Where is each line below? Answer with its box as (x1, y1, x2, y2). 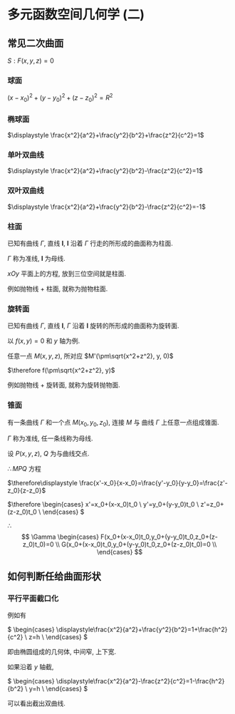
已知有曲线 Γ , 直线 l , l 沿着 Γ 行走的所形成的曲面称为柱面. (7, 239, 173, 247)
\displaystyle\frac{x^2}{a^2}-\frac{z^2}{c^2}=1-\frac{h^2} (56, 677, 225, 685)
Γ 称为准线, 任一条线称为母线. (7, 434, 94, 443)
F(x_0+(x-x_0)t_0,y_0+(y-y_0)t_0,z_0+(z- (100, 532, 219, 542)
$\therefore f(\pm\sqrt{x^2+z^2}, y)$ (7, 366, 115, 375)
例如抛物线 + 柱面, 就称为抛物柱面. (7, 284, 108, 293)
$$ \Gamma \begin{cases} (21, 532, 100, 542)
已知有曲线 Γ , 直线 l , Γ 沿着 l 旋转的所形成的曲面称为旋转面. (7, 321, 179, 330)
